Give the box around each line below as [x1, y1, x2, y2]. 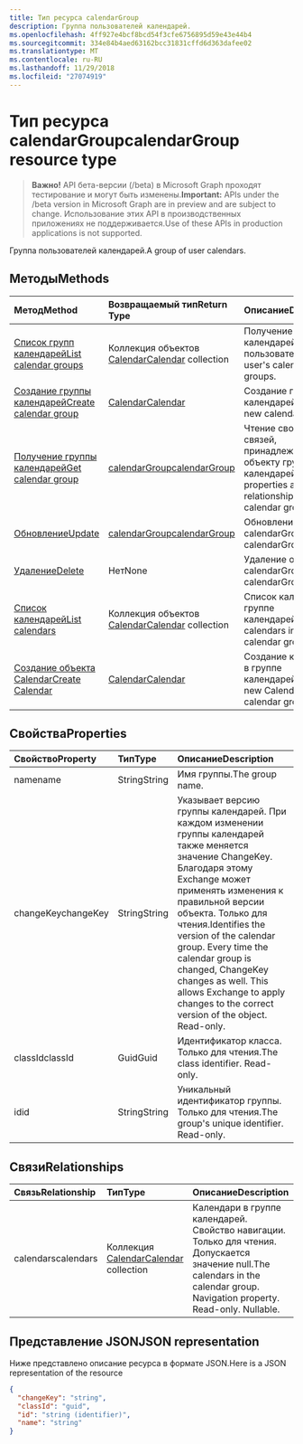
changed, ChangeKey [177, 964, 269, 977]
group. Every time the [177, 941, 269, 954]
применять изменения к [177, 884, 284, 897]
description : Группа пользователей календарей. [9, 22, 192, 31]
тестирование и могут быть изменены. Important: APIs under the [31, 189, 280, 200]
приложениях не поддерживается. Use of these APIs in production [31, 218, 283, 229]
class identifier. [177, 1057, 243, 1070]
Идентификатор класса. [177, 1034, 282, 1047]
